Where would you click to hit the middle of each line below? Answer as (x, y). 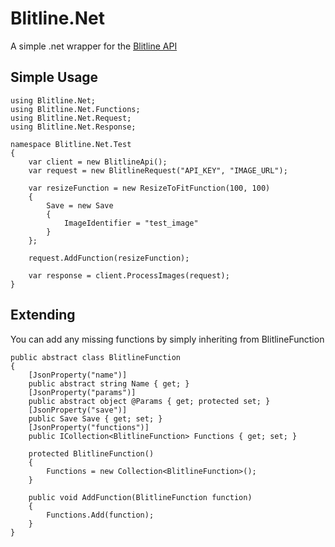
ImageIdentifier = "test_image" (131, 223)
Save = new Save (80, 205)
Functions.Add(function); (100, 515)
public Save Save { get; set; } (95, 418)
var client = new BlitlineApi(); (98, 162)
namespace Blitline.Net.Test (71, 144)
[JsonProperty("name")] (78, 375)
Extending (43, 315)
